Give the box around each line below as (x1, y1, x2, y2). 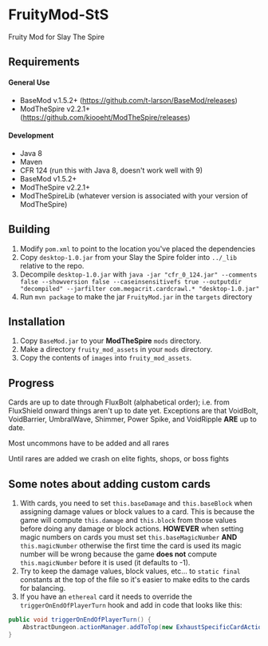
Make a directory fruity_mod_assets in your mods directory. (19, 345, 213, 354)
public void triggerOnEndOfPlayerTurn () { (8, 616, 152, 624)
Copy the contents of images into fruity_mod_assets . (19, 353, 192, 363)
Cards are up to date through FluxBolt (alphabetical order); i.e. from (8, 397, 230, 407)
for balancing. (19, 583, 66, 592)
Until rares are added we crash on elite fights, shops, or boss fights (8, 454, 230, 464)
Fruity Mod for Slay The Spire (8, 32, 105, 42)
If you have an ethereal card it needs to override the (19, 592, 193, 601)
